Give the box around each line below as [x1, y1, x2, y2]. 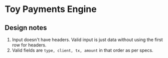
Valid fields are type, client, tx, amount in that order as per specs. [12, 47, 153, 53]
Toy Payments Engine [5, 3, 97, 15]
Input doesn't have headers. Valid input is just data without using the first [12, 36, 163, 42]
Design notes [5, 23, 47, 32]
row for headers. [12, 42, 47, 48]
